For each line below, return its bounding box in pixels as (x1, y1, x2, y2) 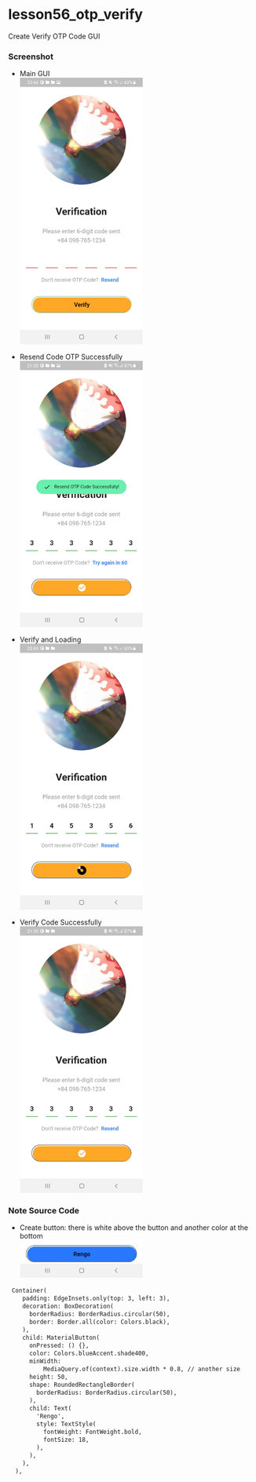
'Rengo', (36, 1412, 65, 1420)
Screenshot (8, 51, 53, 62)
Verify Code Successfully (19, 917, 102, 928)
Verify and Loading (19, 635, 82, 644)
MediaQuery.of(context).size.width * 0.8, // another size (42, 1365, 241, 1373)
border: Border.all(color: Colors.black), (28, 1318, 170, 1326)
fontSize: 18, (42, 1436, 90, 1444)
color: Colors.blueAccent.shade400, (28, 1349, 149, 1357)
